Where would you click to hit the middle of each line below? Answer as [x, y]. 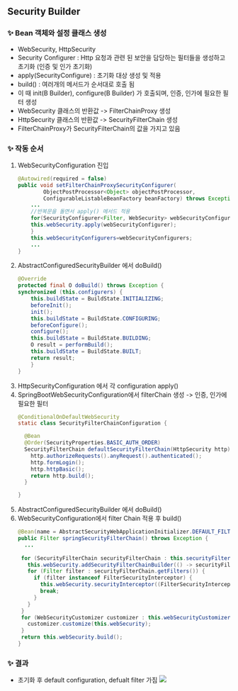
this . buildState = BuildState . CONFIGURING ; [96, 318]
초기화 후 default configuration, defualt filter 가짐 [87, 680]
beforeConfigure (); [59, 325]
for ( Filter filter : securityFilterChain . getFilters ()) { [116, 571]
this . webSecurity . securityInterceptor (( [101, 585]
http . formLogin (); [58, 462]
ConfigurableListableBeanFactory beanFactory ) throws [124, 198]
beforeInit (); [51, 305]
